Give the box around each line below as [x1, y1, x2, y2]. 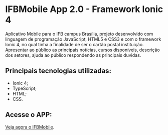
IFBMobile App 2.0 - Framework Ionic [5, 4, 163, 15]
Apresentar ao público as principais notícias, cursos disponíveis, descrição [5, 47, 160, 53]
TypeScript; [12, 85, 37, 91]
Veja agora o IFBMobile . [5, 124, 55, 130]
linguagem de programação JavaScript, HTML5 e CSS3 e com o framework [5, 36, 161, 42]
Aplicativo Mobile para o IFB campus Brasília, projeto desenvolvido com [5, 31, 153, 37]
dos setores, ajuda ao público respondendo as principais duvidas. [5, 52, 141, 58]
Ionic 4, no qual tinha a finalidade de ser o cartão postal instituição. [5, 41, 144, 47]
